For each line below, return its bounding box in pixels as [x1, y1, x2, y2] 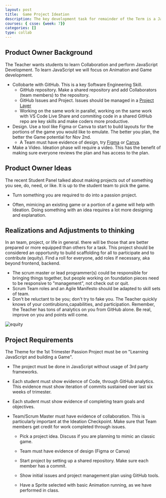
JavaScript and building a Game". [5, 354, 73, 360]
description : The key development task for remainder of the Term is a [5, 16, 156, 21]
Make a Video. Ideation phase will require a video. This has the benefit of [12, 144, 161, 151]
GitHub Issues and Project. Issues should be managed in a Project [19, 97, 154, 103]
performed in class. [19, 487, 60, 494]
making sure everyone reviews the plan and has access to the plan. [12, 150, 150, 155]
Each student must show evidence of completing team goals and [12, 398, 145, 405]
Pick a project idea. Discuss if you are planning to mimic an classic [19, 433, 156, 439]
